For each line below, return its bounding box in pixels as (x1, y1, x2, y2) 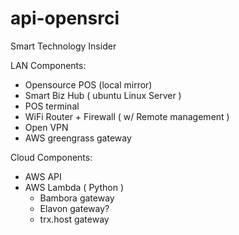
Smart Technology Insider (10, 40, 117, 52)
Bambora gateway (39, 192, 115, 204)
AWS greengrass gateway (24, 132, 132, 144)
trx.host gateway (39, 213, 110, 225)
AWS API (24, 170, 62, 182)
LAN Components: (10, 59, 87, 71)
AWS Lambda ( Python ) (24, 181, 124, 193)
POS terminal (24, 100, 80, 112)
